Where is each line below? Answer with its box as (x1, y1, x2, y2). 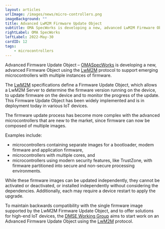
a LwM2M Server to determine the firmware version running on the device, (5, 87, 157, 93)
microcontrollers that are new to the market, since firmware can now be (5, 117, 150, 123)
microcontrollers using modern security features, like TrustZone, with (12, 157, 153, 163)
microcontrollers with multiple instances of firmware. (5, 72, 112, 78)
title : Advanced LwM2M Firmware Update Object (5, 21, 102, 26)
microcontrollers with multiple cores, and (12, 152, 95, 158)
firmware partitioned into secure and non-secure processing (12, 163, 135, 169)
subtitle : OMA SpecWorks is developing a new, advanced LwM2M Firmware (5, 26, 155, 30)
